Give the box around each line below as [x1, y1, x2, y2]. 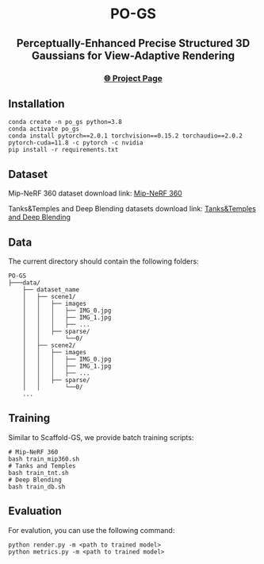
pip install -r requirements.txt [8, 146, 119, 154]
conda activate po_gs [8, 125, 80, 133]
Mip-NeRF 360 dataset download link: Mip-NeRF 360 [8, 188, 182, 199]
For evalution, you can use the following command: [8, 525, 175, 535]
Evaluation [8, 504, 62, 518]
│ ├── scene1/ [22, 292, 77, 300]
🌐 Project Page [104, 72, 163, 83]
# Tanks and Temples [8, 462, 77, 469]
